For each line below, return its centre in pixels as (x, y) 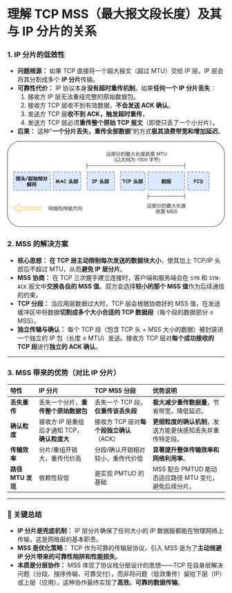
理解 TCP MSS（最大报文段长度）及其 (115, 14)
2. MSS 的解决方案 (38, 244)
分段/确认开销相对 (120, 450)
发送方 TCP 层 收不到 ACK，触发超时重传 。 (88, 114)
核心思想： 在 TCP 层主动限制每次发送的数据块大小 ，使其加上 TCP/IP (115, 260)
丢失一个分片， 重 (63, 402)
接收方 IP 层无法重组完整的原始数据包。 (84, 97)
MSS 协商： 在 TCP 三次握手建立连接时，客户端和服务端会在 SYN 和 (112, 277)
